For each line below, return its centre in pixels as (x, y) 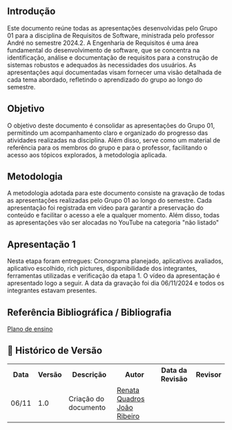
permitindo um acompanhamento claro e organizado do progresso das (108, 133)
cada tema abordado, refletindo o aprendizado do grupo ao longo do (105, 80)
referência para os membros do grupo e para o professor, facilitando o (107, 147)
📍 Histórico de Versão (55, 351)
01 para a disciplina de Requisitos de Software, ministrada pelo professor (111, 35)
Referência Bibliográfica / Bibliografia (89, 312)
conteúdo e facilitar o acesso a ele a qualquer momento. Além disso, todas (113, 215)
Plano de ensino (30, 329)
